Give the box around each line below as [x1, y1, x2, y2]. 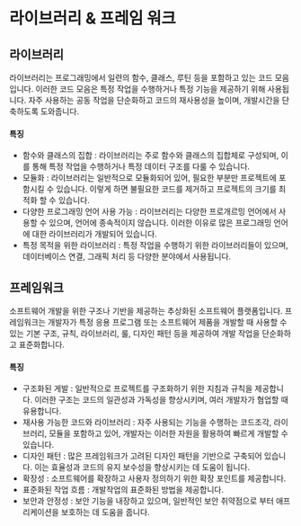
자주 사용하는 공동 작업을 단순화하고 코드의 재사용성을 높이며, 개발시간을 [28, 95, 280, 105]
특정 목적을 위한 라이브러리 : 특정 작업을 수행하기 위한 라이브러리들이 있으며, [22, 240, 289, 251]
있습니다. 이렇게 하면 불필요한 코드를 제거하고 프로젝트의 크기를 [56, 183, 277, 194]
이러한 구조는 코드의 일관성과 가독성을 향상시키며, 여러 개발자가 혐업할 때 [34, 395, 289, 406]
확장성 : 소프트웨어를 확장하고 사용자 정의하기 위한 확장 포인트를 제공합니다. [22, 473, 287, 484]
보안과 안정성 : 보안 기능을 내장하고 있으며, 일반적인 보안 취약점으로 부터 [22, 495, 274, 506]
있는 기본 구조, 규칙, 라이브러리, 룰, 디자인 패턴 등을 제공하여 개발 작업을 [9, 328, 261, 339]
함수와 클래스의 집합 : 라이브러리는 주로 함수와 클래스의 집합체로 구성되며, [22, 150, 279, 161]
